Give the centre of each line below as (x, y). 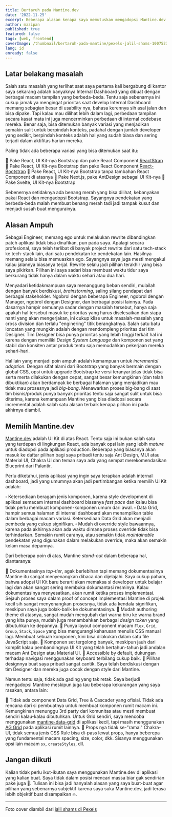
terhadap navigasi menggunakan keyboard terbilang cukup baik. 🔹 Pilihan (83, 658)
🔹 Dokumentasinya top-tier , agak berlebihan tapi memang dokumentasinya (84, 571)
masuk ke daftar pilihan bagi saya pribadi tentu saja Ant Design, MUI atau (82, 454)
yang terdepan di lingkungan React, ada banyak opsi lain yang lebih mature (85, 444)
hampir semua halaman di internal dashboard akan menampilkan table (79, 513)
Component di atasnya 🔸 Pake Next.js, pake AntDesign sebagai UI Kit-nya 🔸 (85, 177)
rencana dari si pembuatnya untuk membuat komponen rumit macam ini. (82, 705)
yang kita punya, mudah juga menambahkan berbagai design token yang (82, 620)
